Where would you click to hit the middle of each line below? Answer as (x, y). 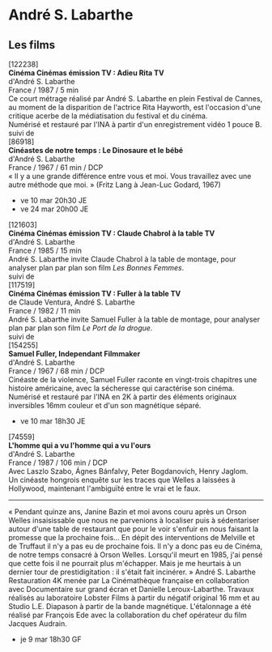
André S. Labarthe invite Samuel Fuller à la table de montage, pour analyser (134, 319)
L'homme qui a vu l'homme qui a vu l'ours (80, 445)
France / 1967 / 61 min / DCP (56, 167)
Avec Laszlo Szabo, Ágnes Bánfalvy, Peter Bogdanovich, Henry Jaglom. (128, 471)
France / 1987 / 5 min (44, 90)
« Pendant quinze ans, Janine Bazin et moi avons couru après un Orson (127, 511)
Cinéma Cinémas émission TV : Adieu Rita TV (86, 73)
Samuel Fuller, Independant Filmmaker (74, 354)
